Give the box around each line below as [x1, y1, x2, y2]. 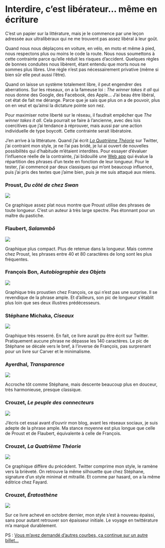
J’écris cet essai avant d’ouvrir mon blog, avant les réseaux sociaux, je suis [5, 419, 158, 425]
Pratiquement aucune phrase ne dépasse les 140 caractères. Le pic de [5, 338, 149, 344]
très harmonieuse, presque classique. [5, 387, 82, 393]
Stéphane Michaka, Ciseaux [5, 312, 74, 319]
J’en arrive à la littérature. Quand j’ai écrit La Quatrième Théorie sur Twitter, [5, 137, 159, 143]
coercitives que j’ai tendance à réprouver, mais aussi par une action [5, 123, 142, 129]
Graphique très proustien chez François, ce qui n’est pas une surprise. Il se [5, 289, 158, 295]
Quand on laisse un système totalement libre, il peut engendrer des [5, 81, 142, 87]
